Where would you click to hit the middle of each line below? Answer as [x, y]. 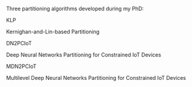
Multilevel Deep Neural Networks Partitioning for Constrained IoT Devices [96, 78]
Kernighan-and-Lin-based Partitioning [53, 32]
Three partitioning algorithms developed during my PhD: [75, 9]
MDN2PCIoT [21, 66]
